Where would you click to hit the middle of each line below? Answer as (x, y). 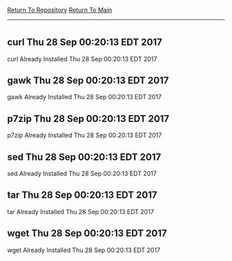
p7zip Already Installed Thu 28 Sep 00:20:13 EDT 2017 (85, 135)
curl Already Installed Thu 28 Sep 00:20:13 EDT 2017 (82, 59)
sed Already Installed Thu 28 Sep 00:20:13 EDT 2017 (82, 174)
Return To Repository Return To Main (60, 10)
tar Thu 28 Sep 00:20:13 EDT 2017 (82, 195)
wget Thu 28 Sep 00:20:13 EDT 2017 (87, 233)
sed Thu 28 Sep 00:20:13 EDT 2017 (84, 157)
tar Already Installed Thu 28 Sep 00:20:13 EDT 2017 (80, 211)
